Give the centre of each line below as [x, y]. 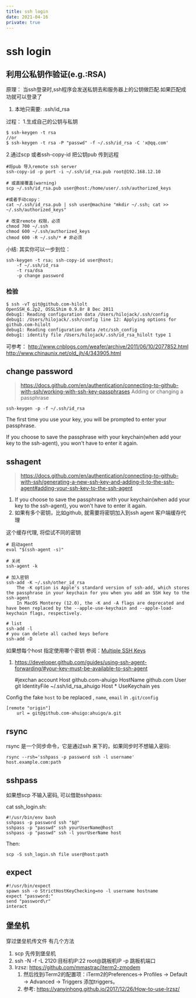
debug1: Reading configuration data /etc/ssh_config [72, 330]
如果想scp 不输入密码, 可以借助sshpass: [54, 795]
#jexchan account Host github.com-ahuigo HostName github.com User [100, 680]
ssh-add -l [19, 629]
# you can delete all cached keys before [57, 634]
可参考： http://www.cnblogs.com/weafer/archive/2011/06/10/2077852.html [97, 347]
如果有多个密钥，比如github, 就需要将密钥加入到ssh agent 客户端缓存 [98, 513]
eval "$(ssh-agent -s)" [35, 550]
